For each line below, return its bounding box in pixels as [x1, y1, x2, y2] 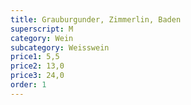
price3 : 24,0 [10, 71, 65, 81]
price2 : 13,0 [10, 61, 65, 71]
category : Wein [10, 33, 74, 43]
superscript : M [10, 24, 74, 34]
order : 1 [10, 80, 47, 90]
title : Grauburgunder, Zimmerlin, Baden [10, 14, 182, 25]
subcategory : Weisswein [10, 42, 110, 53]
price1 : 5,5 [10, 52, 60, 62]
